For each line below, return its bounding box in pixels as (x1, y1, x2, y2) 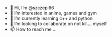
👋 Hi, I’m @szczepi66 (10, 5, 54, 10)
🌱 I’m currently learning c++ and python (10, 15, 93, 21)
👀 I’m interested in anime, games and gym (10, 10, 97, 16)
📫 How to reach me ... (10, 26, 57, 32)
